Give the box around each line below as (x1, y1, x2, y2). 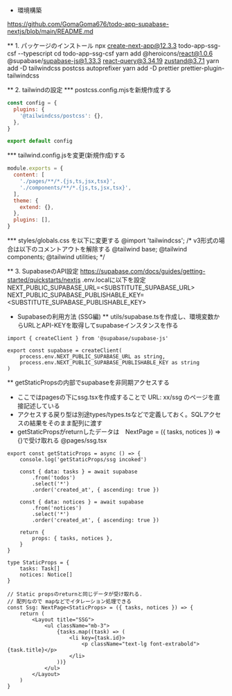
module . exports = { (7, 165, 64, 172)
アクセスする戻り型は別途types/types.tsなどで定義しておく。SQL (17, 411, 204, 418)
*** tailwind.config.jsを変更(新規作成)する (7, 151, 126, 159)
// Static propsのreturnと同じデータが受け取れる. (7, 591, 143, 598)
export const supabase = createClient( (7, 347, 123, 354)
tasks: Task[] (19, 565, 60, 572)
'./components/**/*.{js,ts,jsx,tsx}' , (19, 184, 132, 191)
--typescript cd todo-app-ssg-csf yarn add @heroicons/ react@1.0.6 (17, 49, 213, 57)
